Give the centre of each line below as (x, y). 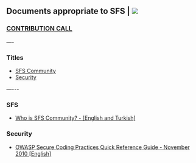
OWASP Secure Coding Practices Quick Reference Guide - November (102, 147)
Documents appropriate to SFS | (68, 11)
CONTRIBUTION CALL (40, 29)
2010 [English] (33, 153)
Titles (15, 57)
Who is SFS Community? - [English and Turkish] (75, 118)
